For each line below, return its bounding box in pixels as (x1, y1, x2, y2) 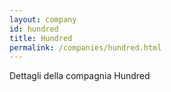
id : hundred (9, 24, 59, 34)
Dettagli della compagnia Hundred (9, 70, 151, 82)
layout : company (9, 14, 77, 25)
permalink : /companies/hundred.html (9, 42, 162, 53)
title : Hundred (9, 33, 73, 43)
